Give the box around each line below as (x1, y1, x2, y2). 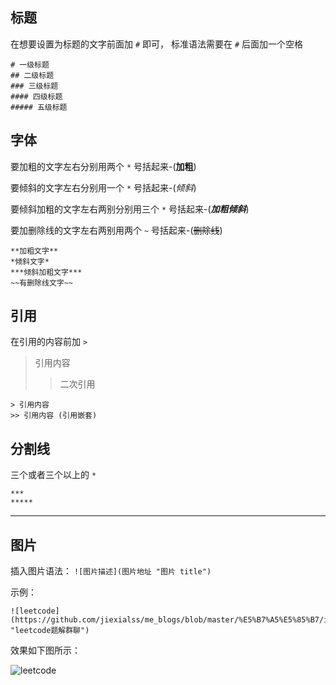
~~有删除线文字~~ (10, 278, 73, 288)
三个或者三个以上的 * (10, 469, 97, 481)
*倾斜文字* (10, 256, 50, 267)
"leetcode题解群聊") (10, 626, 90, 636)
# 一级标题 (10, 59, 50, 70)
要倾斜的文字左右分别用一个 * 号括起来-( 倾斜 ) (10, 181, 197, 193)
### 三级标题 (10, 81, 59, 91)
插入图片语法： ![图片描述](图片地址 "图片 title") (10, 565, 212, 577)
